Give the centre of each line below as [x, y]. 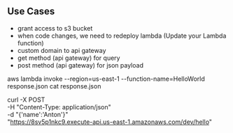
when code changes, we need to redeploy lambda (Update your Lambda [122, 36]
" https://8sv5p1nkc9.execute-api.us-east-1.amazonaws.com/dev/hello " [110, 122]
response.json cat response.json [54, 86]
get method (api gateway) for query [69, 58]
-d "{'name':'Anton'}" [38, 114]
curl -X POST [26, 100]
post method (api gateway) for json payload [80, 65]
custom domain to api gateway [62, 50]
